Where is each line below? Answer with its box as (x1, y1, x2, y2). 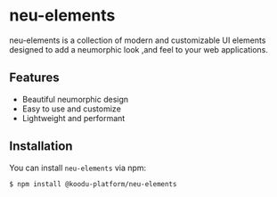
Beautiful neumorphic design (21, 94, 129, 104)
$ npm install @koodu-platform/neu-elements (9, 179, 177, 188)
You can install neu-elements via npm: (9, 162, 147, 173)
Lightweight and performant (21, 112, 126, 123)
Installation (9, 139, 73, 154)
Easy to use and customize (21, 103, 122, 114)
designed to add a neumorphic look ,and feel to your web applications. (9, 44, 269, 54)
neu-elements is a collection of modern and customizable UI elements (9, 35, 266, 45)
